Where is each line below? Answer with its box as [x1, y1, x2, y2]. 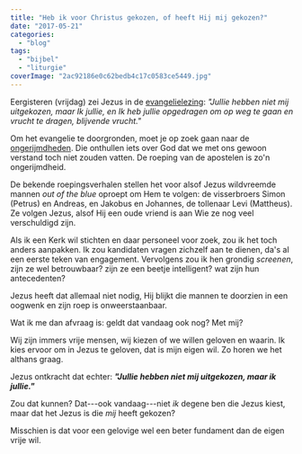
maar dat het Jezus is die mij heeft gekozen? [10, 407, 176, 418]
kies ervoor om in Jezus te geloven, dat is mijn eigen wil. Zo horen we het [10, 343, 282, 355]
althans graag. [10, 353, 64, 364]
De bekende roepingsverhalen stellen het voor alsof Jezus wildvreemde [10, 179, 277, 190]
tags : [10, 47, 31, 56]
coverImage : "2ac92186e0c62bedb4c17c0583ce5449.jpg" [10, 72, 212, 81]
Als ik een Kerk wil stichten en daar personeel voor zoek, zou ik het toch [10, 235, 278, 245]
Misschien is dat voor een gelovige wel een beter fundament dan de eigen [10, 424, 285, 436]
